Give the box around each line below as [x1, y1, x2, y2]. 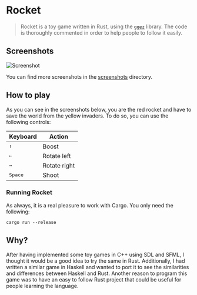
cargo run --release [6, 219, 57, 225]
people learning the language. [6, 282, 79, 289]
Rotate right [42, 161, 75, 169]
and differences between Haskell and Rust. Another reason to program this [6, 270, 188, 277]
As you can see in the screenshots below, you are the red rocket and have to [6, 106, 192, 113]
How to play [6, 90, 51, 100]
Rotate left [42, 152, 71, 160]
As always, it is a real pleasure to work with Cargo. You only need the [6, 202, 173, 209]
